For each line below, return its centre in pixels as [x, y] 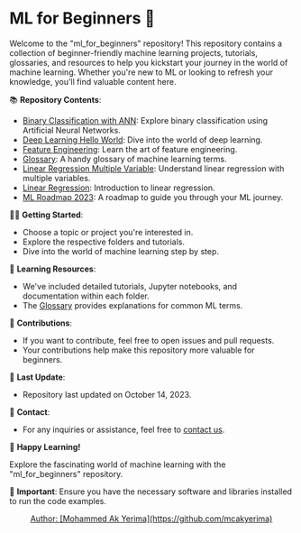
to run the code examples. [58, 501]
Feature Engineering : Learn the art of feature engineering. [130, 149]
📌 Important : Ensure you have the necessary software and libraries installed [151, 492]
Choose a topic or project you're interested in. [108, 232]
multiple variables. [56, 178]
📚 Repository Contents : [55, 99]
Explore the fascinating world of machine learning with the [118, 464]
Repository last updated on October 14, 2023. [107, 394]
